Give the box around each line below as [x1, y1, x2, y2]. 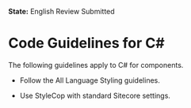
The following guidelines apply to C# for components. [8, 60, 184, 69]
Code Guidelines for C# [8, 35, 165, 52]
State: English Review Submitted [8, 7, 115, 16]
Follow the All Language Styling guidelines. [19, 75, 160, 85]
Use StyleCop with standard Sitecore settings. [19, 91, 170, 100]
